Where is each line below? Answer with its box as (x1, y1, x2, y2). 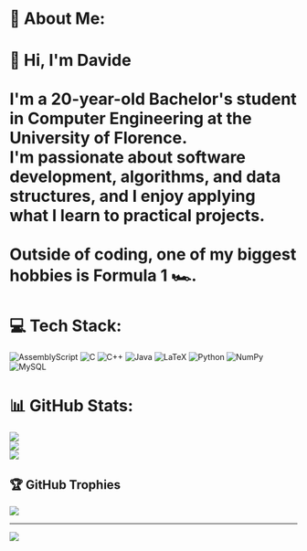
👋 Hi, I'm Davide (9, 50, 132, 71)
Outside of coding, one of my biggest (9, 244, 297, 265)
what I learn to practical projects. (9, 206, 265, 227)
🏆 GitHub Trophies (9, 477, 122, 493)
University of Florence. (9, 128, 187, 149)
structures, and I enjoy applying (9, 186, 256, 207)
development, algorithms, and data (9, 166, 281, 187)
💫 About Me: (9, 8, 106, 29)
